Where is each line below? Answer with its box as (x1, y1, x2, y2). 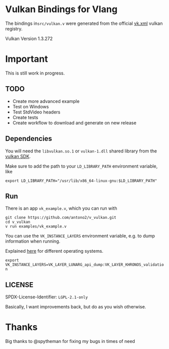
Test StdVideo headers (12, 109, 61, 115)
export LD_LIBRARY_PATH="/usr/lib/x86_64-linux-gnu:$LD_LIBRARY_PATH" (5, 178, 157, 183)
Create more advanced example (12, 98, 80, 104)
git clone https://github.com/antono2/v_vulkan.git (5, 215, 116, 220)
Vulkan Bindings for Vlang (5, 4, 118, 15)
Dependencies (5, 134, 52, 143)
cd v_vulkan (5, 219, 30, 225)
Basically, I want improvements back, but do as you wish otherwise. (5, 304, 146, 310)
